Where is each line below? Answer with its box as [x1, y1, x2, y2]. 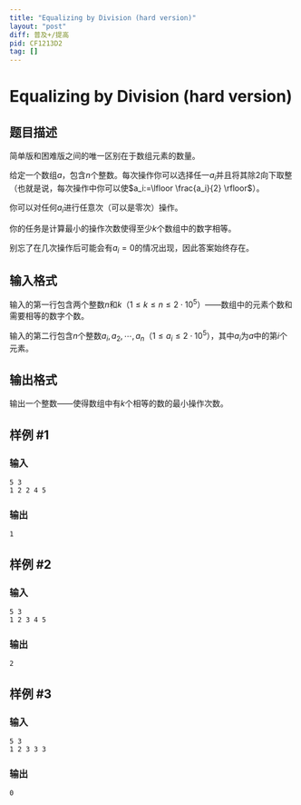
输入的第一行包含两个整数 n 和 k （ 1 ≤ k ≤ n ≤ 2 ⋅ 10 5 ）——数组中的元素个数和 [9, 297, 293, 310]
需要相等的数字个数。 [9, 310, 89, 321]
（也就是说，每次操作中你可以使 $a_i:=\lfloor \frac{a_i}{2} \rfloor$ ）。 [9, 183, 265, 194]
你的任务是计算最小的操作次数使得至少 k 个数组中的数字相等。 [9, 223, 237, 234]
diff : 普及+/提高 [9, 30, 70, 39]
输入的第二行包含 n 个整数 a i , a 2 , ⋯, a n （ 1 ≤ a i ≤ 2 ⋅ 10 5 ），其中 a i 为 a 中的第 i [9, 328, 280, 343]
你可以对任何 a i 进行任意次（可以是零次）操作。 [9, 202, 183, 214]
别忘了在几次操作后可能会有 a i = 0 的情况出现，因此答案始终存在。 [9, 242, 254, 255]
